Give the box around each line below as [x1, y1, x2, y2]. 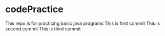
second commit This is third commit [5, 25, 81, 31]
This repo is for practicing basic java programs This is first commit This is [5, 20, 160, 26]
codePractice [5, 4, 64, 15]
